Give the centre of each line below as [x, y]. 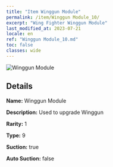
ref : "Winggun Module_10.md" [42, 39]
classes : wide [24, 51]
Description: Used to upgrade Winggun [55, 112]
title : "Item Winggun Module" [44, 12]
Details [19, 86]
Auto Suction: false [30, 158]
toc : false [20, 45]
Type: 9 [16, 135]
